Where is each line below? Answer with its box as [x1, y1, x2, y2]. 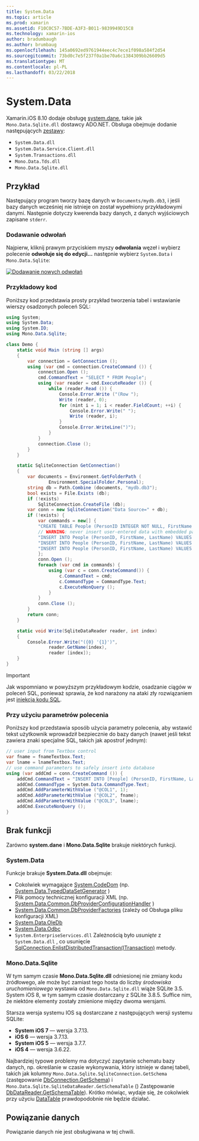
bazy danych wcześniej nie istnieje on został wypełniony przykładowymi [6, 203, 182, 210]
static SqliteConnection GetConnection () [17, 462, 120, 469]
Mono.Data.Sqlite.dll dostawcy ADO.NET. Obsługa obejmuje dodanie [6, 121, 177, 128]
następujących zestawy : [6, 127, 65, 134]
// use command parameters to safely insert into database [6, 765, 155, 771]
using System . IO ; [6, 325, 49, 331]
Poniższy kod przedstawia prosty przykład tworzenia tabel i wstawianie [6, 296, 181, 303]
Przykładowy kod [6, 283, 57, 291]
